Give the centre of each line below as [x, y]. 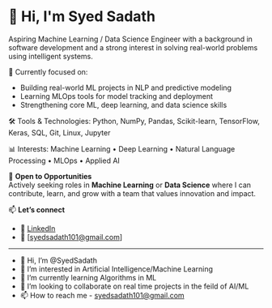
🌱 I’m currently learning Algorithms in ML [88, 277]
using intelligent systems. [51, 56]
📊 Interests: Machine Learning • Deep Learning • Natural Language [122, 148]
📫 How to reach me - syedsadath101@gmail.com [102, 295]
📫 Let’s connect [37, 209]
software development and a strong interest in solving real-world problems [133, 47]
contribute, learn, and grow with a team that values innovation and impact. [132, 193]
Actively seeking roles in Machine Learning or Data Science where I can [130, 185]
